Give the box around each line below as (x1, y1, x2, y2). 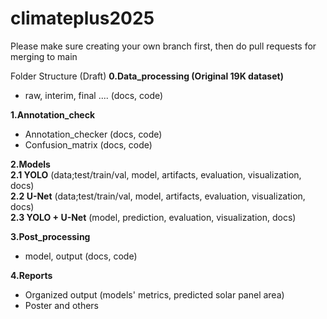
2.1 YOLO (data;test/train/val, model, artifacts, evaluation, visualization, (10, 168, 302, 181)
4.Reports (10, 269, 53, 281)
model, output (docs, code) (24, 250, 138, 262)
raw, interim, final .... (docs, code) (24, 89, 164, 101)
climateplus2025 (10, 7, 155, 30)
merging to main (10, 50, 78, 62)
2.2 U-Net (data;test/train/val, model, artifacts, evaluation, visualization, (10, 190, 306, 202)
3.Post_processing (10, 230, 91, 242)
